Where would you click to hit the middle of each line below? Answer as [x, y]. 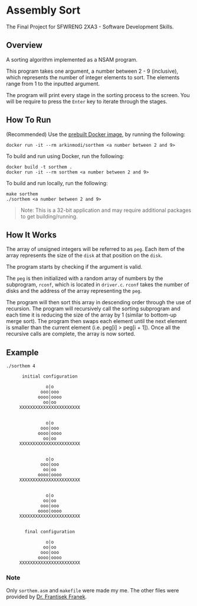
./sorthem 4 [21, 366]
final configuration [50, 532]
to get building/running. [49, 216]
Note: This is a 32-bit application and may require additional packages [106, 210]
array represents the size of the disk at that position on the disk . [84, 256]
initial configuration [50, 376]
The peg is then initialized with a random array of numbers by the [85, 278]
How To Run [29, 120]
